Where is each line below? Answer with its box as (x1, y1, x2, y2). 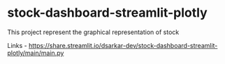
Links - (7, 41, 28, 49)
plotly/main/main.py (7, 49, 64, 57)
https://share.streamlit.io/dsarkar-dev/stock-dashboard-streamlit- (28, 41, 218, 49)
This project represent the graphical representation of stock (7, 28, 180, 36)
